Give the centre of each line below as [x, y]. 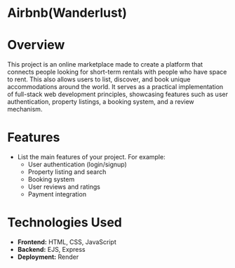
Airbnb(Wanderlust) [67, 13]
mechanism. [25, 109]
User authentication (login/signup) [78, 165]
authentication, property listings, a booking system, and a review [101, 102]
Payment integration [57, 194]
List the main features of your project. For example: [92, 157]
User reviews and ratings [64, 187]
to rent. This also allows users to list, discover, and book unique [99, 79]
